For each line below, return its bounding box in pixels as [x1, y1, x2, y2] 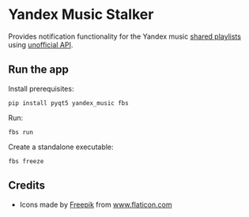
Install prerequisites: [8, 84, 74, 93]
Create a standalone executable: [8, 142, 114, 152]
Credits [8, 179, 46, 193]
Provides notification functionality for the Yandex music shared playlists [8, 32, 241, 41]
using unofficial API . [8, 39, 74, 49]
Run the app [8, 63, 69, 77]
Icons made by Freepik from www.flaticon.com [19, 200, 172, 209]
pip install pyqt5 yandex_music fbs [8, 99, 129, 107]
